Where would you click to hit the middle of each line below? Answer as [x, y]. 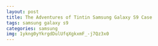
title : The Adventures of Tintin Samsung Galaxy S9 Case [79, 17]
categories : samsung [32, 28]
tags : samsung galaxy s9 [37, 23]
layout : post [23, 12]
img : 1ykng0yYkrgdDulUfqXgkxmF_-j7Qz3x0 [58, 34]
